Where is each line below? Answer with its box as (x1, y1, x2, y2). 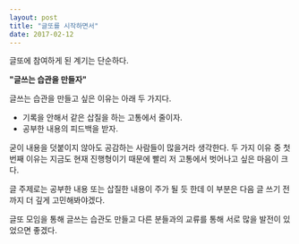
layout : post (9, 13, 58, 22)
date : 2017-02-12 (9, 29, 74, 38)
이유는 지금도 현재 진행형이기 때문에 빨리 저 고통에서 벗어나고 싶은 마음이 (25, 154, 279, 164)
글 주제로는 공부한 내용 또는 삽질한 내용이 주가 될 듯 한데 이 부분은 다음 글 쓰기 (9, 184, 281, 195)
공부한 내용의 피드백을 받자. (21, 123, 119, 134)
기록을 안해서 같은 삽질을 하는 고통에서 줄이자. (21, 113, 184, 123)
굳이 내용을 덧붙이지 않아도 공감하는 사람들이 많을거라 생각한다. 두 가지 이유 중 (9, 142, 282, 153)
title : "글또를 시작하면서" (9, 21, 99, 30)
